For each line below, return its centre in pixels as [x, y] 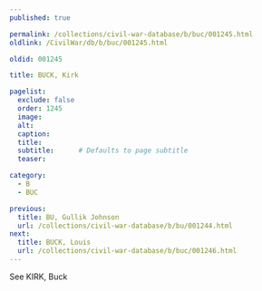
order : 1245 [40, 109]
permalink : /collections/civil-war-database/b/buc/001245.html [131, 34]
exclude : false [46, 101]
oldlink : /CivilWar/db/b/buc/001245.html [89, 43]
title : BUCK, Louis [54, 242]
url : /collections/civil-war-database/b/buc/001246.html [127, 251]
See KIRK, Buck [39, 276]
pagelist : [28, 92]
